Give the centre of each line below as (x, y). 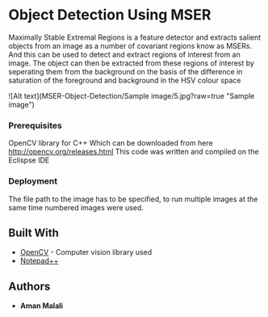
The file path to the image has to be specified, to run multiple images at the (133, 199)
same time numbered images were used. (76, 207)
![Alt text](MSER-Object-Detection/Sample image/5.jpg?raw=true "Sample (132, 95)
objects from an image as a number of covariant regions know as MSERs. (130, 45)
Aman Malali (41, 306)
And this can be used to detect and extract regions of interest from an (124, 54)
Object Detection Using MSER (110, 15)
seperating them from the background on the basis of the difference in (126, 71)
